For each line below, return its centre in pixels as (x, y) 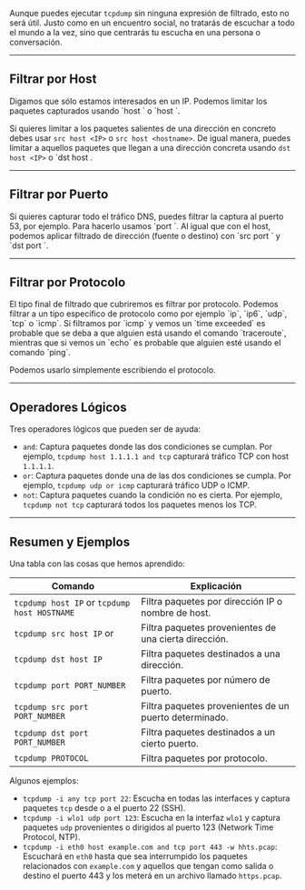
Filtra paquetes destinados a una (210, 654)
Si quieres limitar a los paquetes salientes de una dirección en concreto (143, 128)
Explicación (216, 586)
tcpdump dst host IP (58, 660)
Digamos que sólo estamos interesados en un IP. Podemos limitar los (138, 101)
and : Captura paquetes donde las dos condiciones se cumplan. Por (147, 447)
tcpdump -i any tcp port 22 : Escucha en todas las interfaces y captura (156, 798)
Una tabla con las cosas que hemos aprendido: (98, 564)
